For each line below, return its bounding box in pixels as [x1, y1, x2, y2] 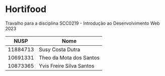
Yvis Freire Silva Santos [39, 62, 95, 69]
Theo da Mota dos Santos [39, 54, 100, 61]
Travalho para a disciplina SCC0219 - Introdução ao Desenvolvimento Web [5, 20, 160, 26]
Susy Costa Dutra [39, 46, 80, 53]
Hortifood [5, 4, 47, 15]
